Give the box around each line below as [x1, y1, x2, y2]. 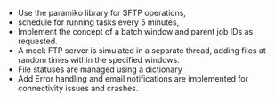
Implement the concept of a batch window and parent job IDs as [17, 27, 254, 36]
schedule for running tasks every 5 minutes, [17, 17, 180, 27]
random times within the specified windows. [17, 55, 180, 65]
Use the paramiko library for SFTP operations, [17, 8, 187, 18]
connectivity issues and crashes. [17, 83, 139, 93]
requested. [17, 35, 58, 46]
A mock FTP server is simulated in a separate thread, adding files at [17, 45, 267, 56]
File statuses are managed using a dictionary [17, 64, 182, 75]
